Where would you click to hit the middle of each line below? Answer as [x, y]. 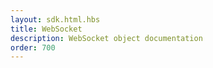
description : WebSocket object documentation [106, 38]
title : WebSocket [46, 29]
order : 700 [33, 47]
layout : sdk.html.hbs [55, 19]
